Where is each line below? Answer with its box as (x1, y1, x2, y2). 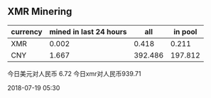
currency (11, 26, 43, 36)
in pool (173, 26, 198, 36)
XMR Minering (7, 6, 72, 18)
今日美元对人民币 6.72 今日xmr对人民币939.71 (7, 69, 141, 77)
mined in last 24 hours (49, 26, 127, 36)
